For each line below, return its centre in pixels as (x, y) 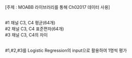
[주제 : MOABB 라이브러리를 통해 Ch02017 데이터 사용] (58, 7)
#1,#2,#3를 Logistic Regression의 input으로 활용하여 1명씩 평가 (66, 50)
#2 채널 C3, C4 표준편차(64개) (35, 29)
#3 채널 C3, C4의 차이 (26, 35)
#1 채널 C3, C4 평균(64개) (30, 23)
